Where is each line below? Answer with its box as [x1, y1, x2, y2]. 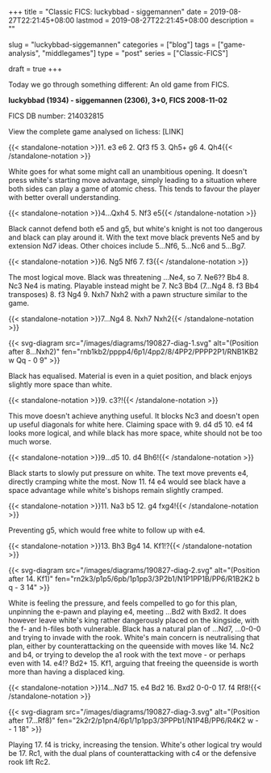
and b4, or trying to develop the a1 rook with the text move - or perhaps [8, 650, 246, 659]
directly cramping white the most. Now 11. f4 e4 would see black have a [8, 477, 246, 486]
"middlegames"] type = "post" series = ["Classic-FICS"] [41, 49, 228, 57]
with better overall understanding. [8, 193, 121, 202]
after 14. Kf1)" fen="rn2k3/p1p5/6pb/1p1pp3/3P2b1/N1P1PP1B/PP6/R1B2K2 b [8, 574, 261, 584]
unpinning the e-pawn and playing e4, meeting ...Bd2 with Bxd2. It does [8, 607, 247, 616]
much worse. [8, 437, 52, 446]
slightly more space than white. [8, 380, 113, 389]
